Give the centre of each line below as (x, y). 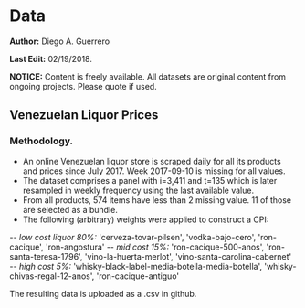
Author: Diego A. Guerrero (60, 41)
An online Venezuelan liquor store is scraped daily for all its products (152, 161)
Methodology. (42, 141)
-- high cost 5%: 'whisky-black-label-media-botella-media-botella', (136, 266)
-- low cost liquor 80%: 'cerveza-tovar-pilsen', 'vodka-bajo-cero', (133, 237)
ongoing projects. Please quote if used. (83, 86)
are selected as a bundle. (70, 209)
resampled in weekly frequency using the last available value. (138, 190)
